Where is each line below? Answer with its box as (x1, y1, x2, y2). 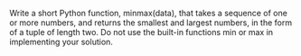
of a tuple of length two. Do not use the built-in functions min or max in (9, 27, 274, 37)
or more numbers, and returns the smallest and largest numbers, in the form (9, 17, 292, 28)
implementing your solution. (9, 36, 113, 47)
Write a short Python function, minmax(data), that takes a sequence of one (9, 8, 287, 18)
